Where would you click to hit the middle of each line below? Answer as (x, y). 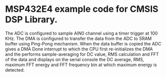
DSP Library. (31, 19)
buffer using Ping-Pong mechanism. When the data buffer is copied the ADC (83, 43)
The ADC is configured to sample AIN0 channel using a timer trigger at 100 (82, 33)
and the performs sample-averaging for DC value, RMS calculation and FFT (82, 54)
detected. (15, 70)
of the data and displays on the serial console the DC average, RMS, (75, 59)
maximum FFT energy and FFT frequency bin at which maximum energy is (81, 65)
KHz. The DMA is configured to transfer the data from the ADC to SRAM (79, 38)
